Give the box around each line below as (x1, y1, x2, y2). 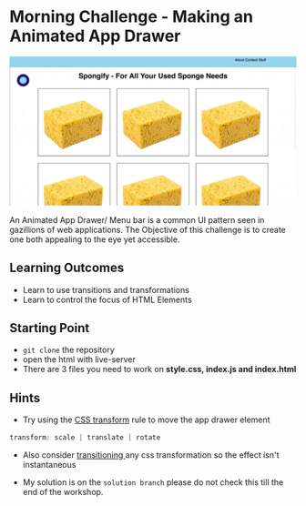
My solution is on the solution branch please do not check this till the (22, 477, 284, 488)
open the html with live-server (22, 354, 137, 365)
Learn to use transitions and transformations (22, 284, 189, 295)
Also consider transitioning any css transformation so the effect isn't (22, 450, 280, 460)
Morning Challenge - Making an (9, 6, 253, 27)
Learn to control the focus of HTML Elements (22, 294, 193, 305)
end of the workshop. (22, 487, 104, 498)
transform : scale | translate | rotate (9, 433, 161, 442)
